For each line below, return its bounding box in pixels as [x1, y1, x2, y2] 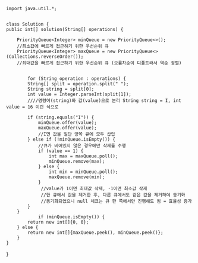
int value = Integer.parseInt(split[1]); [27, 91, 132, 97]
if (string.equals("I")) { [27, 115, 95, 120]
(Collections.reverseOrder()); [6, 54, 84, 60]
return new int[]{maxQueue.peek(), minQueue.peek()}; [27, 230, 164, 236]
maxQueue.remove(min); [48, 174, 105, 180]
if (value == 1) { [37, 148, 84, 154]
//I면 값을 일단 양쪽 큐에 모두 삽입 [37, 131, 115, 137]
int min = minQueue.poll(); [48, 169, 118, 175]
